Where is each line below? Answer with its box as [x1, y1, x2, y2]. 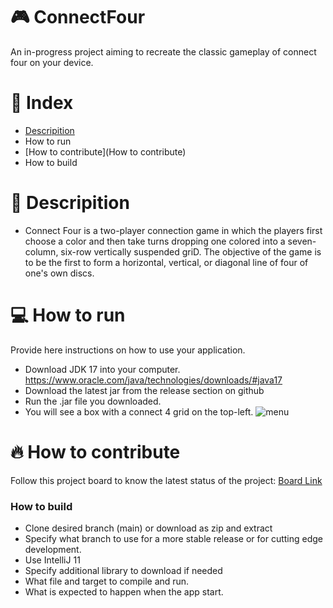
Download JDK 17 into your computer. [24, 363, 181, 375]
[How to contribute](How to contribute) [24, 145, 187, 158]
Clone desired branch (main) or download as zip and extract [24, 522, 273, 534]
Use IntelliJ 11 [24, 554, 81, 566]
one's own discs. [24, 267, 95, 279]
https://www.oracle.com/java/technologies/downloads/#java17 [24, 374, 283, 386]
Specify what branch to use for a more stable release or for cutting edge [24, 532, 323, 544]
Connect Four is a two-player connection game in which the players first [24, 224, 323, 236]
